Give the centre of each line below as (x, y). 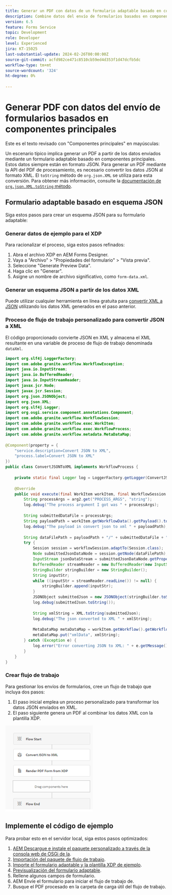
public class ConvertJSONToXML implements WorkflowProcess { (72, 467)
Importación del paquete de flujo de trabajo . (59, 859)
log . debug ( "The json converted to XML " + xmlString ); (92, 619)
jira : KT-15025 (21, 49)
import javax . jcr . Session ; (34, 391)
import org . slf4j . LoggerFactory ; (41, 358)
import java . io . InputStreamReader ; (43, 380)
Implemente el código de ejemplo (59, 826)
